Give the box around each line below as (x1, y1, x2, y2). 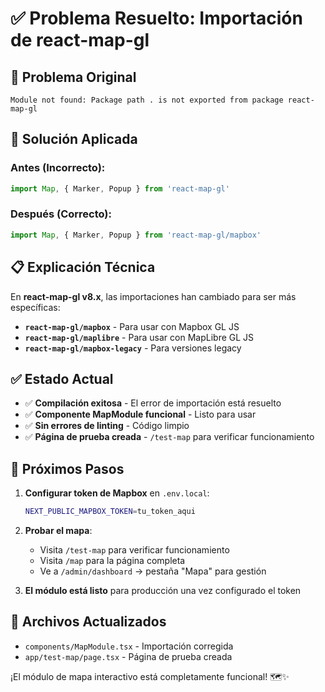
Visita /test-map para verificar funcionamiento (39, 544, 230, 556)
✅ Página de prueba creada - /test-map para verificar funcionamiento (24, 431, 315, 443)
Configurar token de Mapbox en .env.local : (24, 487, 210, 499)
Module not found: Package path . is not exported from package (10, 95, 284, 105)
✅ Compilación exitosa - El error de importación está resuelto (24, 397, 282, 409)
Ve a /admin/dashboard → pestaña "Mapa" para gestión (39, 565, 267, 577)
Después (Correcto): (10, 207, 113, 221)
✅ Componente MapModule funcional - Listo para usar (24, 408, 257, 421)
